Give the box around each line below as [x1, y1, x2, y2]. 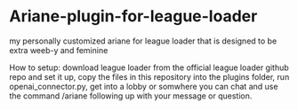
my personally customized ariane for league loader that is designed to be [9, 35, 278, 46]
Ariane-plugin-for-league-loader [9, 6, 258, 27]
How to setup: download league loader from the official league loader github [9, 62, 289, 73]
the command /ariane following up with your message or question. [9, 90, 253, 101]
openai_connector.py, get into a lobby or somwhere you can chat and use [9, 81, 278, 91]
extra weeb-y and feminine [9, 44, 109, 55]
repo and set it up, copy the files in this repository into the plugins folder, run [9, 71, 290, 82]
